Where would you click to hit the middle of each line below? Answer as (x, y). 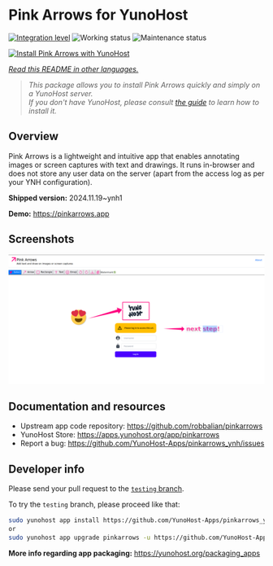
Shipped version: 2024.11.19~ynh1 (66, 198)
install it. (42, 111)
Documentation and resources (87, 406)
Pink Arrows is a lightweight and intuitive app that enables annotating (124, 156)
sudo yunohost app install (54, 520)
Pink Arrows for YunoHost (98, 15)
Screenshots (41, 239)
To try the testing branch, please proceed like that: (94, 505)
